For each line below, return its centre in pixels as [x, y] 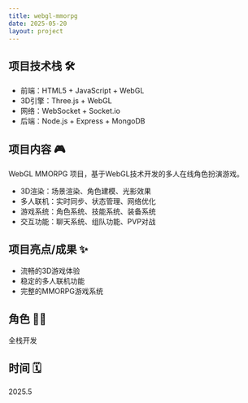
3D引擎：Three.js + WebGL [66, 101]
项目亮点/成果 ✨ [48, 250]
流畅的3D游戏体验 [50, 271]
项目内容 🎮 [37, 149]
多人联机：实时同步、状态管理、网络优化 [88, 201]
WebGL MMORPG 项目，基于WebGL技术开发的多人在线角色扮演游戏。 [126, 174]
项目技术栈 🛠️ [42, 66]
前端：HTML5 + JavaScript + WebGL [82, 91]
